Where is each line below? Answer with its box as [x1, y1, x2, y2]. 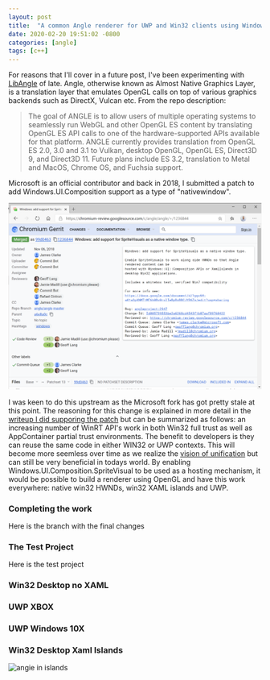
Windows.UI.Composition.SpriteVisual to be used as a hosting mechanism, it [8, 466, 261, 475]
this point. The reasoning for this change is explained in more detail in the [8, 405, 252, 415]
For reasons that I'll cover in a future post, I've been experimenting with [8, 70, 245, 80]
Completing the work [8, 503, 92, 514]
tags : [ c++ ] [8, 47, 48, 56]
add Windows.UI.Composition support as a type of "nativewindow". [8, 187, 231, 197]
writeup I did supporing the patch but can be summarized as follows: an [8, 414, 247, 424]
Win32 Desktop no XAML [8, 580, 109, 591]
